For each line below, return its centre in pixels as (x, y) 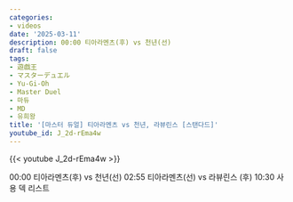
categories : (31, 17)
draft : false (33, 51)
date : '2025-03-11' (45, 34)
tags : (19, 59)
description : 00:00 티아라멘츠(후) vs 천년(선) (90, 42)
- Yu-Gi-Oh (29, 84)
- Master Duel (36, 92)
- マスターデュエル (40, 76)
